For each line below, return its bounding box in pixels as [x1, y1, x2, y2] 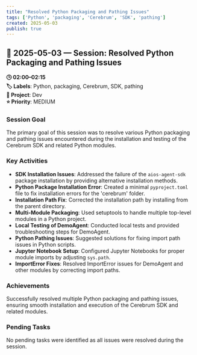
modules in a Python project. [14, 215, 87, 223]
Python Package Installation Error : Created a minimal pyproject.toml [14, 183, 189, 190]
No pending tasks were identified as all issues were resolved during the [6, 336, 184, 344]
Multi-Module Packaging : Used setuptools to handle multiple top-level [14, 209, 192, 216]
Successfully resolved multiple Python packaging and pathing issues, [6, 295, 179, 302]
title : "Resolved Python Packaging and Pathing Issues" [6, 8, 149, 15]
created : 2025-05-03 [6, 20, 58, 26]
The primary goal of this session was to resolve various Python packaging [6, 129, 190, 136]
